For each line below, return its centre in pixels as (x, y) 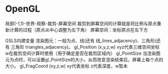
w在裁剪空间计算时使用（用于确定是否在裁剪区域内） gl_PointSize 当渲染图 (83, 53)
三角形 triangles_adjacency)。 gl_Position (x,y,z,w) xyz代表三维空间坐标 (85, 47)
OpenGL (23, 9)
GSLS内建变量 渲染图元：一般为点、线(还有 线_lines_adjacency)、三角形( (81, 41)
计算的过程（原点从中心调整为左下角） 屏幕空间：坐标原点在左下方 (78, 30)
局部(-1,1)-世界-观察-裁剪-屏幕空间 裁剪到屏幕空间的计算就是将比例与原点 (81, 23)
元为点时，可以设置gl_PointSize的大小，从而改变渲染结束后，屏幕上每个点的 (84, 59)
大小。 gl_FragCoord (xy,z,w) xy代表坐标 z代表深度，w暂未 (66, 66)
